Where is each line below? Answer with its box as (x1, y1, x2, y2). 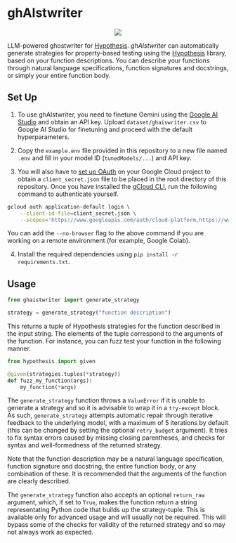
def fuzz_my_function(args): (7, 377, 93, 384)
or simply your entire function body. (7, 71, 111, 79)
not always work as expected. (7, 528, 94, 537)
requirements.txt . (17, 258, 70, 266)
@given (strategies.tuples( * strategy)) (7, 370, 121, 377)
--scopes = (20, 216, 49, 223)
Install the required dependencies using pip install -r (17, 250, 178, 259)
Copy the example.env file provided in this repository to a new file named (17, 146, 228, 155)
